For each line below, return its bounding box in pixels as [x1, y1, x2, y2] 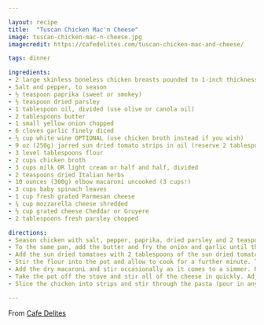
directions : [8, 228, 47, 236]
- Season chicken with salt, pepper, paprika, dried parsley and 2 [8, 236, 234, 244]
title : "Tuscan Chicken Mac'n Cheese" [8, 25, 139, 34]
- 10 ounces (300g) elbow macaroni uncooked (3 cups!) [8, 178, 192, 186]
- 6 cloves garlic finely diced [8, 127, 114, 135]
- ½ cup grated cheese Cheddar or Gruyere [8, 207, 149, 215]
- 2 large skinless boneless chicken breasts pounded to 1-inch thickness [8, 76, 258, 84]
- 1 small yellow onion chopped [8, 119, 114, 128]
